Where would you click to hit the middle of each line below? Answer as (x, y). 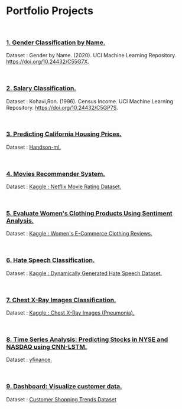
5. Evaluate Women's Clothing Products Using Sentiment (89, 214)
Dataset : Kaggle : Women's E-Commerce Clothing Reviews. (79, 234)
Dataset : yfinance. (29, 360)
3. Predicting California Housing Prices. (64, 134)
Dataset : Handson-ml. (33, 147)
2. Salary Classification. (41, 89)
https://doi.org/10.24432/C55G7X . (48, 62)
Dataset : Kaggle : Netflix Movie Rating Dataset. (64, 186)
